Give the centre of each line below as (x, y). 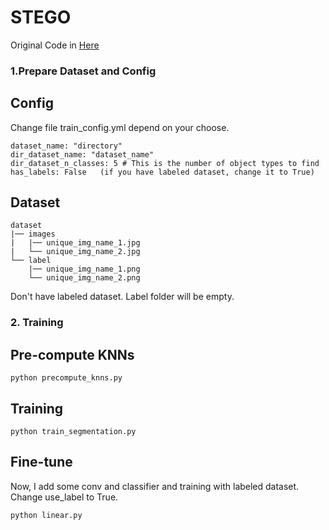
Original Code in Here (55, 45)
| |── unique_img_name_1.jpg (75, 243)
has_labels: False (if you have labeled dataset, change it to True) (162, 172)
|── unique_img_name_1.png (84, 269)
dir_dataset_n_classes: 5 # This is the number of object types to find (165, 163)
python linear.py (46, 515)
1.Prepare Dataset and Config (83, 71)
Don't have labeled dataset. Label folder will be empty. (122, 297)
